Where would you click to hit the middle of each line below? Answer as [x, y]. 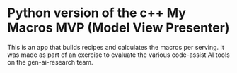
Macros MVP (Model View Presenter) [118, 28]
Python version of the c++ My [97, 13]
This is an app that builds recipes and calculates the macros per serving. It [116, 47]
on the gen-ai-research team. [50, 62]
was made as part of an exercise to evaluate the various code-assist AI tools [118, 55]
